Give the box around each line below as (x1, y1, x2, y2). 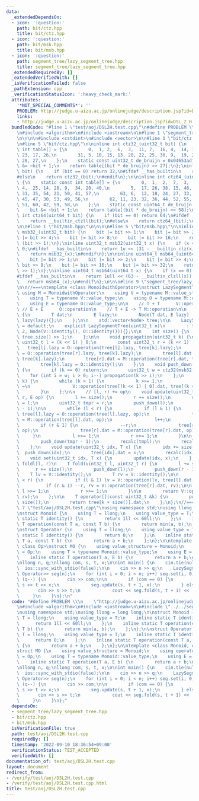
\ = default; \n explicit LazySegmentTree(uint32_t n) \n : (17, 323, 190, 329)
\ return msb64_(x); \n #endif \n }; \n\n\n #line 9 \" (17, 279, 147, 285)
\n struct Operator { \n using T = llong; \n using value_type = (17, 527, 190, 533)
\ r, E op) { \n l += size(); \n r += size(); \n (17, 395, 171, 401)
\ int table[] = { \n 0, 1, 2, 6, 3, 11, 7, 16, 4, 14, (17, 146, 190, 152)
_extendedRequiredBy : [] (11, 69, 73, 75)
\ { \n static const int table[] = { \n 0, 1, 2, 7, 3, (17, 180, 190, 186)
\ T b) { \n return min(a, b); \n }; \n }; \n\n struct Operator (17, 626, 192, 632)
